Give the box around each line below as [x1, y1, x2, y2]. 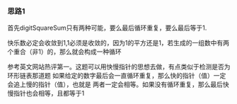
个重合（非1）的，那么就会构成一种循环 [7, 47, 122, 56]
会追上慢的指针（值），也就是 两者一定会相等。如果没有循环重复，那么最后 [7, 80, 223, 89]
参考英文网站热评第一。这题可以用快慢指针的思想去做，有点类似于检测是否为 [7, 62, 231, 71]
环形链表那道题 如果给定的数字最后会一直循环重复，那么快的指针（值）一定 [7, 71, 226, 80]
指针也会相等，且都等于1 [13, 89, 85, 98]
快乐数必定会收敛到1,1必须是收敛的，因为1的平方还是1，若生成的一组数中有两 [7, 39, 230, 47]
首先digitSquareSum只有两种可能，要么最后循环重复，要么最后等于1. [7, 23, 207, 33]
